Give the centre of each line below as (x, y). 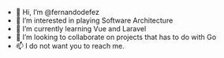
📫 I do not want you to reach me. (70, 46)
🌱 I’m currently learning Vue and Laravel (81, 29)
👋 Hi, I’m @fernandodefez (58, 12)
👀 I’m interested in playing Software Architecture (94, 20)
